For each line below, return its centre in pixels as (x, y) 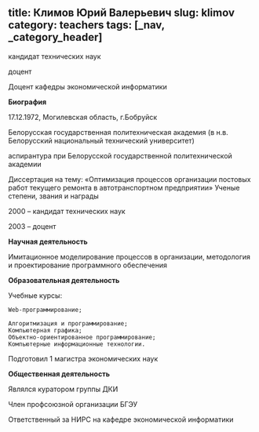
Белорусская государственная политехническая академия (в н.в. (119, 132)
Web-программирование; (45, 310)
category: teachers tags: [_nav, (86, 25)
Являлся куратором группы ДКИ (63, 389)
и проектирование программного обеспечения (88, 265)
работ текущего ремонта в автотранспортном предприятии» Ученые (124, 187)
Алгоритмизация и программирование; (68, 323)
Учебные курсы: (35, 295)
